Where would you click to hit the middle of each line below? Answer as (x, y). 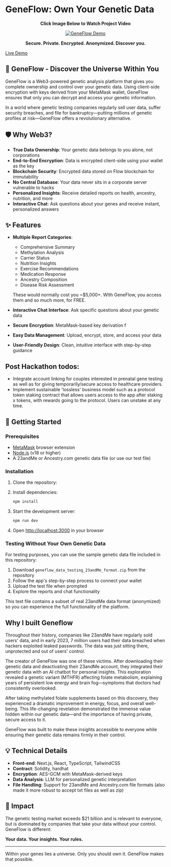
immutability (25, 177)
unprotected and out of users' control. (45, 651)
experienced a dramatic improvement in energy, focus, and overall (75, 704)
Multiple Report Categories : (42, 237)
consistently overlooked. (31, 688)
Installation (20, 471)
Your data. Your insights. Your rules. (44, 839)
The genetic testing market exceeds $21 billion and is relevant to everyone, (84, 818)
